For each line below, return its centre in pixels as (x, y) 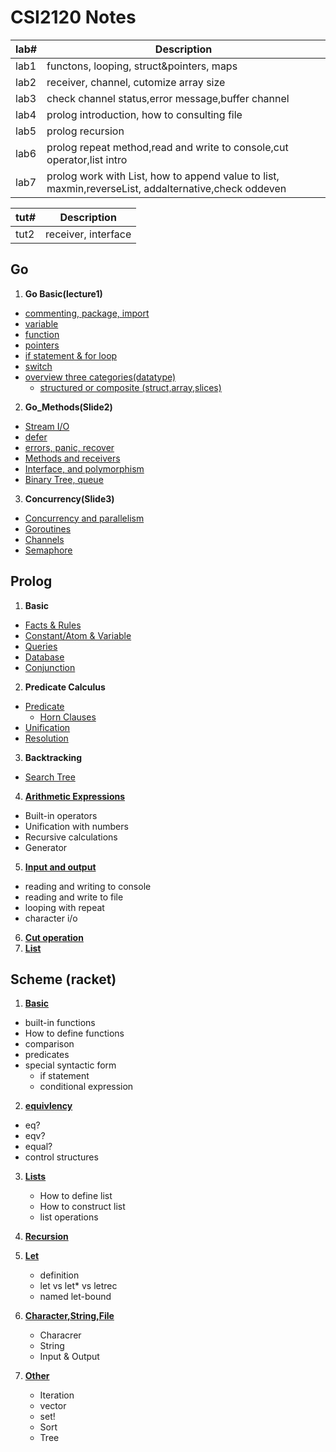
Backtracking (53, 757)
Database (44, 657)
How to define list (76, 1196)
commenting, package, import (87, 313)
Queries (41, 646)
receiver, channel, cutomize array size (136, 82)
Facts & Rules (53, 625)
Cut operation (54, 937)
